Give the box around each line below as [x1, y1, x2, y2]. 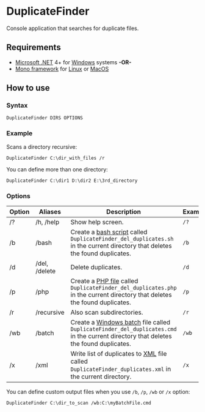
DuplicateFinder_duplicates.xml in [70, 365, 171, 373]
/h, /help [35, 218, 60, 227]
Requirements [6, 42, 61, 53]
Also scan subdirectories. [70, 308, 143, 316]
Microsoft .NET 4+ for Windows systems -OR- [15, 58, 132, 66]
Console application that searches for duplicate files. [6, 24, 139, 32]
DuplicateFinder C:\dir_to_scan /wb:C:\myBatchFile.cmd [6, 400, 151, 406]
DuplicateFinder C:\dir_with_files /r [6, 155, 105, 161]
